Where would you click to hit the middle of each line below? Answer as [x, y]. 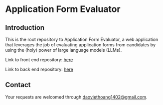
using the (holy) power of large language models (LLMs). [64, 50]
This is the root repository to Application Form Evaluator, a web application [82, 39]
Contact [18, 85]
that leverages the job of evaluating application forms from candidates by [81, 45]
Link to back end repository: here [39, 69]
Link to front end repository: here [39, 60]
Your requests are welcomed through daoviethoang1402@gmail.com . [77, 97]
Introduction [25, 28]
